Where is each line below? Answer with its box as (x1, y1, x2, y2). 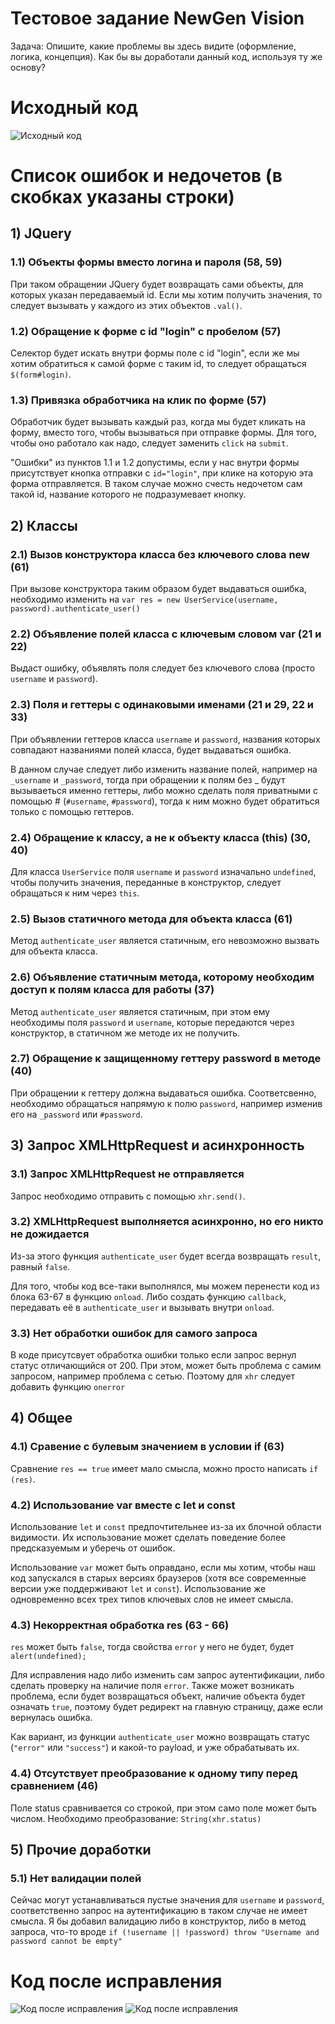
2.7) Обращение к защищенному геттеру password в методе (10, 1052, 322, 1066)
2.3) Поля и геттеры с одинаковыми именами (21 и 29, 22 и (10, 698, 314, 712)
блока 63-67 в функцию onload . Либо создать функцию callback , (10, 1290, 287, 1302)
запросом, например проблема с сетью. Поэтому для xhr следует (10, 1370, 295, 1382)
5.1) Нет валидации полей (10, 1871, 142, 1885)
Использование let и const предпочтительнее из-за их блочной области (10, 1521, 322, 1533)
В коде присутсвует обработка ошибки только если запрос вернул (10, 1349, 297, 1361)
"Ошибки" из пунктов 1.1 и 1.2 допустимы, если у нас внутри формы (10, 457, 300, 469)
